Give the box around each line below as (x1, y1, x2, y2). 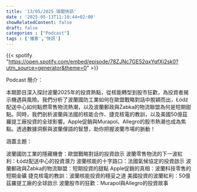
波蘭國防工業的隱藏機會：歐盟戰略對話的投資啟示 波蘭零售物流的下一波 (6, 150, 178, 157)
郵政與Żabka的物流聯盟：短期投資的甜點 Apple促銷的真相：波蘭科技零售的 (11, 165, 192, 172)
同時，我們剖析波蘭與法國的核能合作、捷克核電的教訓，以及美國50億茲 (16, 111, 188, 118)
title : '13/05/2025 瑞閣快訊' (6, 8, 76, 15)
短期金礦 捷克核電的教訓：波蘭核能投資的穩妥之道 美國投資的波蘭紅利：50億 (6, 172, 191, 179)
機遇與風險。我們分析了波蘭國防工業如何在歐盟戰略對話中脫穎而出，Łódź (11, 96, 189, 103)
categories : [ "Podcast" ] (6, 30, 69, 36)
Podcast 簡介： (6, 77, 43, 83)
